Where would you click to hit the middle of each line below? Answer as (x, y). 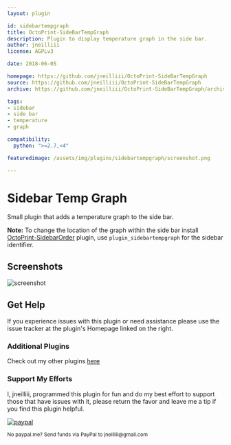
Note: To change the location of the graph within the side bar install (103, 230)
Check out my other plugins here (54, 361)
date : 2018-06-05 (32, 64)
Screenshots (35, 266)
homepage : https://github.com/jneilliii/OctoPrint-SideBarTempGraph (107, 76)
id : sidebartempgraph (38, 26)
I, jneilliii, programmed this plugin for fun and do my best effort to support (111, 394)
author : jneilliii (33, 45)
